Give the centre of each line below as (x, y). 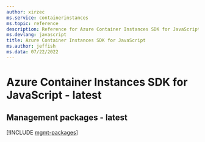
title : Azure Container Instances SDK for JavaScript (76, 40)
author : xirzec (26, 12)
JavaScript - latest (54, 95)
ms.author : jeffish (31, 47)
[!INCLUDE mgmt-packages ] (42, 132)
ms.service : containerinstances (47, 18)
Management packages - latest (67, 118)
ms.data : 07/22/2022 (33, 52)
